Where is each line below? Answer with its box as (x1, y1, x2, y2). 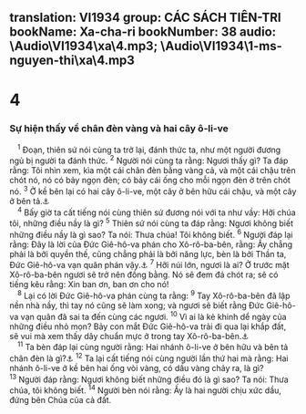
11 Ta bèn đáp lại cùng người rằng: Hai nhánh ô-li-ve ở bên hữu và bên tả (17, 340, 289, 353)
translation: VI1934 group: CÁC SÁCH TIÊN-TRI (9, 10, 281, 26)
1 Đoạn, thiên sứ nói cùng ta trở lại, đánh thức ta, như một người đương (17, 142, 281, 155)
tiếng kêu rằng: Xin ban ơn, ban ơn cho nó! (9, 279, 169, 290)
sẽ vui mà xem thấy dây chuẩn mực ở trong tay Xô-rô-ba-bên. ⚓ (9, 330, 250, 341)
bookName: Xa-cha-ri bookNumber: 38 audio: (9, 25, 277, 40)
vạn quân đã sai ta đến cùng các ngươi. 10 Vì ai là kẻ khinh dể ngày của (20, 310, 287, 322)
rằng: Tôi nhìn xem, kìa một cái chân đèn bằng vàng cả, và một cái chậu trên (9, 165, 296, 176)
